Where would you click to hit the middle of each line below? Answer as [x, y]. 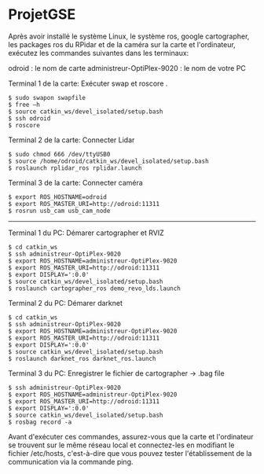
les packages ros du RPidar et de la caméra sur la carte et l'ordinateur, [122, 44]
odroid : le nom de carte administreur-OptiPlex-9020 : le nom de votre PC [127, 68]
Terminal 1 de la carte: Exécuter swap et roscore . [88, 83]
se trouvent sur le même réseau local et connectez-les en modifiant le [121, 445]
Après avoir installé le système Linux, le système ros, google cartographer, [129, 36]
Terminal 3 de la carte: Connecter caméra [75, 182]
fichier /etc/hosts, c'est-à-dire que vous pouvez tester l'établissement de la [130, 453]
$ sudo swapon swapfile [47, 97]
